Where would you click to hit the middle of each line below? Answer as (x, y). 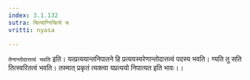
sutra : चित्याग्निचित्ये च (38, 23)
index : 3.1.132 (33, 15)
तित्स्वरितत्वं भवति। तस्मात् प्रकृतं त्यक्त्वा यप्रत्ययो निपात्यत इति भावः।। (96, 68)
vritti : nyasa (32, 30)
